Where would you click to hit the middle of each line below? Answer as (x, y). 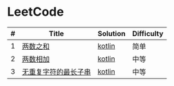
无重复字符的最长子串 (56, 72)
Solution (111, 33)
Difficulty (148, 33)
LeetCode (35, 12)
